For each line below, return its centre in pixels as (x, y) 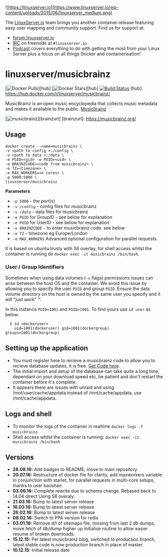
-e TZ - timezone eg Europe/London (50, 233)
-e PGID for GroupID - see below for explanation (62, 217)
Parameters (18, 191)
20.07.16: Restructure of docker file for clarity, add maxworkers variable (87, 475)
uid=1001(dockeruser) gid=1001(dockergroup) (62, 329)
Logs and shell (29, 414)
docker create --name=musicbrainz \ (44, 146)
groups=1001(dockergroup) (32, 333)
